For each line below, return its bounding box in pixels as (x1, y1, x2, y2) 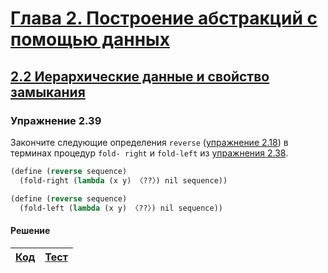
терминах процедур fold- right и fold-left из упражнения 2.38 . (10, 147, 289, 159)
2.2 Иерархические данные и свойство (10, 68, 270, 85)
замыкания (10, 83, 86, 101)
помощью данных (10, 28, 170, 51)
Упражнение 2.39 (10, 113, 102, 127)
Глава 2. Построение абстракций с (10, 7, 318, 30)
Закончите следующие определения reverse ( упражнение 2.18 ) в (10, 136, 289, 148)
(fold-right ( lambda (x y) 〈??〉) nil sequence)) (19, 175, 228, 186)
